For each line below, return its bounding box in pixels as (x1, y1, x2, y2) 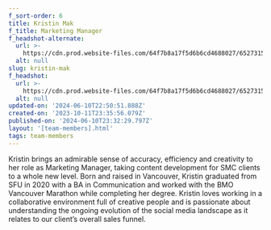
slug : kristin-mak (8, 65, 70, 73)
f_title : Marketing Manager (8, 27, 103, 35)
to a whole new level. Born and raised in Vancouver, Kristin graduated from (8, 171, 257, 181)
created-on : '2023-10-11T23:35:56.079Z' (8, 110, 147, 118)
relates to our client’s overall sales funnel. (8, 214, 147, 224)
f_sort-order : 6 (8, 11, 63, 20)
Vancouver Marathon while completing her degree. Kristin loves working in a (8, 188, 263, 198)
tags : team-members (8, 132, 74, 140)
